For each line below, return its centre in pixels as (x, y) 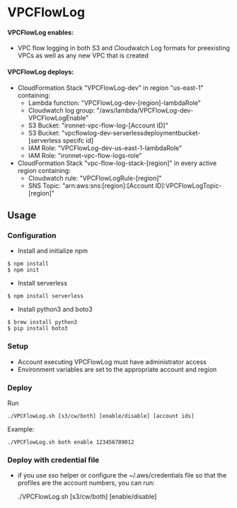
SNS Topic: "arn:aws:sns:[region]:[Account (91, 186)
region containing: (44, 170)
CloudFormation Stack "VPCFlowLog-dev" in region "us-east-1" (110, 88)
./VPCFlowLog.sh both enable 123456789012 (71, 442)
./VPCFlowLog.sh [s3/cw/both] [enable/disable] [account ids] (101, 416)
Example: (21, 429)
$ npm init (23, 270)
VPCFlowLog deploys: (41, 72)
